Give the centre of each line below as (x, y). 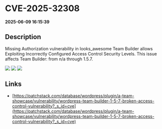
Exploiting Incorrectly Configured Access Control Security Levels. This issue (81, 54)
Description (23, 37)
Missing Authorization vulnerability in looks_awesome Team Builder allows (79, 48)
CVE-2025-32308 (42, 8)
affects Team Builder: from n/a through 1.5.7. (49, 59)
